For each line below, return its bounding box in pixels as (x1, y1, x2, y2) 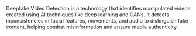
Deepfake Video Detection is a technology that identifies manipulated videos (6, 5, 191, 12)
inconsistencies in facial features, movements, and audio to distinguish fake (6, 17, 188, 24)
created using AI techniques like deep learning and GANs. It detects (6, 11, 170, 18)
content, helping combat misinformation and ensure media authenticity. (6, 23, 178, 30)
